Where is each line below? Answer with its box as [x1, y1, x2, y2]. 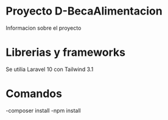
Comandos [5, 87, 62, 101]
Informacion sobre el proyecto [5, 24, 82, 32]
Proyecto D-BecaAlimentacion [5, 4, 163, 18]
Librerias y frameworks [5, 45, 126, 59]
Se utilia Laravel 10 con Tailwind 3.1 [5, 65, 94, 73]
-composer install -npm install [5, 107, 81, 114]
